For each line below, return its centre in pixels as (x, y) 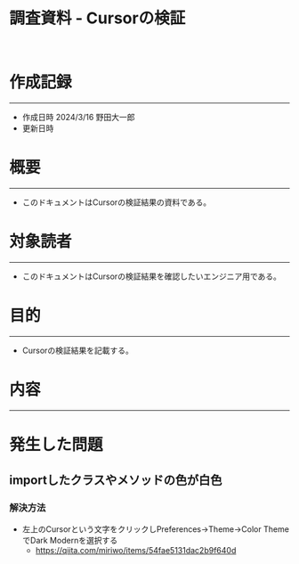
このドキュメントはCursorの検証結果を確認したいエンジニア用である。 (152, 276)
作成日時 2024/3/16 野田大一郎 (78, 117)
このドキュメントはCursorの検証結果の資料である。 (117, 202)
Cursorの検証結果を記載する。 (77, 350)
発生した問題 (57, 444)
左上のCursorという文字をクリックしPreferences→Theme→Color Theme (155, 529)
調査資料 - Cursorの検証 (97, 18)
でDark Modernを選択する (70, 540)
